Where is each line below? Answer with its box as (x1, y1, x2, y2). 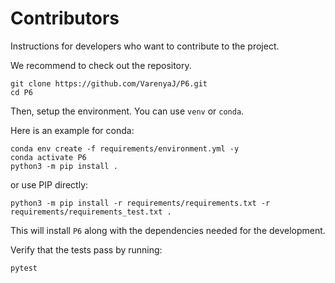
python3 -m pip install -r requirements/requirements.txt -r (10, 198, 271, 208)
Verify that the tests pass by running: (10, 243, 163, 256)
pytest (10, 263, 38, 273)
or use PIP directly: (10, 178, 89, 191)
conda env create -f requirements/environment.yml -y (10, 143, 240, 154)
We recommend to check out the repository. (10, 59, 192, 71)
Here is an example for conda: (10, 124, 135, 136)
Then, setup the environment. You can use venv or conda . (10, 105, 245, 117)
